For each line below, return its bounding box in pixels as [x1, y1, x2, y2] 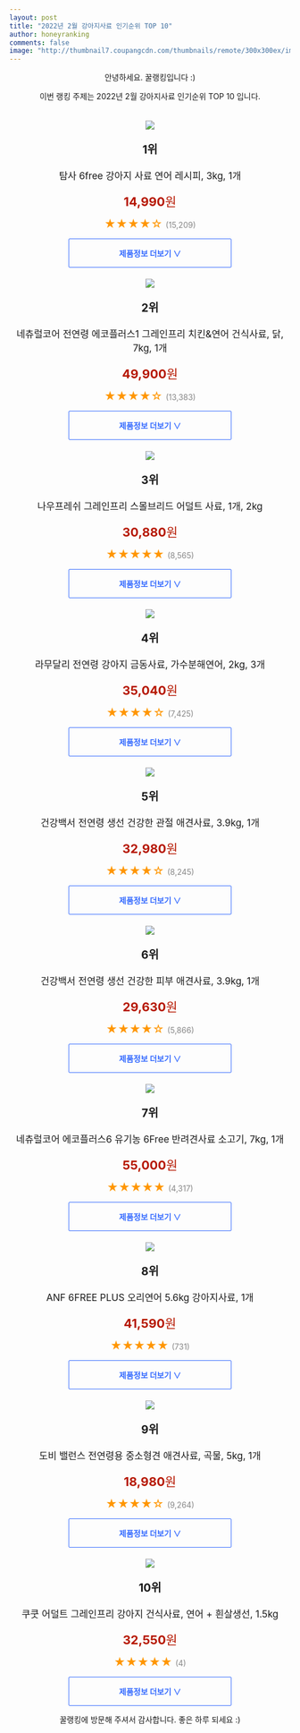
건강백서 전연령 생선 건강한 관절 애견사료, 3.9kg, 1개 [39, 817, 261, 829]
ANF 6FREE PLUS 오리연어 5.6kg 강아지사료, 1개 [46, 1292, 254, 1304]
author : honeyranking [9, 30, 90, 38]
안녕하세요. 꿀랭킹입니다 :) [104, 72, 196, 83]
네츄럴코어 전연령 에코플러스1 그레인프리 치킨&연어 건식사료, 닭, [16, 328, 284, 341]
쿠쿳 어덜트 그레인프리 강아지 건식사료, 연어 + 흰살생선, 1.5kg [21, 1608, 279, 1620]
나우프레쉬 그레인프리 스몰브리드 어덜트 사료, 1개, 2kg [37, 500, 263, 513]
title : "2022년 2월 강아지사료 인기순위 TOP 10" [9, 21, 173, 30]
